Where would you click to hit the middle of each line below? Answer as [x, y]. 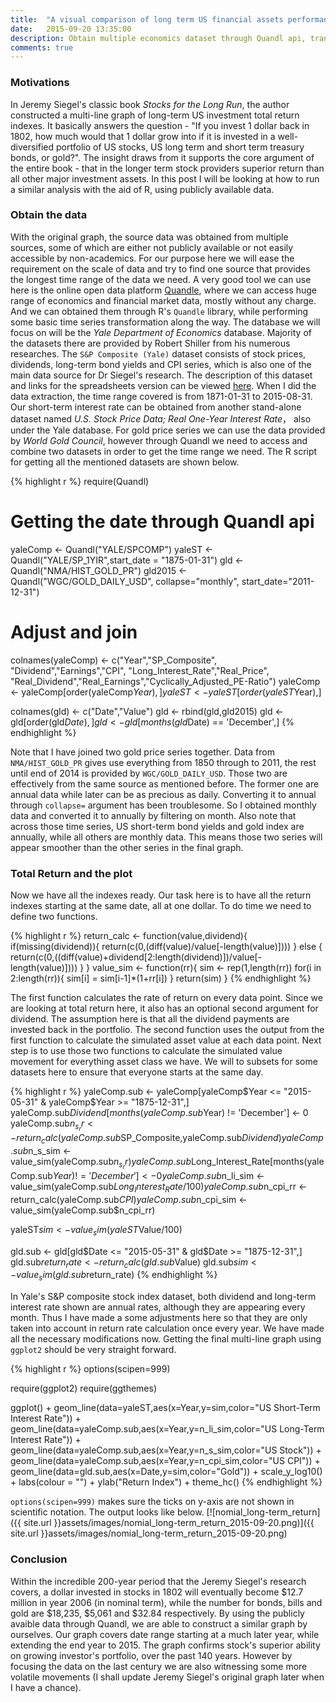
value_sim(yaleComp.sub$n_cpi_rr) [83, 1210]
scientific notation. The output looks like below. [107, 1512]
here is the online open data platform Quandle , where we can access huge [164, 290]
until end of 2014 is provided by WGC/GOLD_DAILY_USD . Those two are [149, 773]
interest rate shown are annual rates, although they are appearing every [158, 1307]
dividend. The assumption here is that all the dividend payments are [150, 1019]
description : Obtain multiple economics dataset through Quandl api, [158, 38]
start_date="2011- [278, 581]
